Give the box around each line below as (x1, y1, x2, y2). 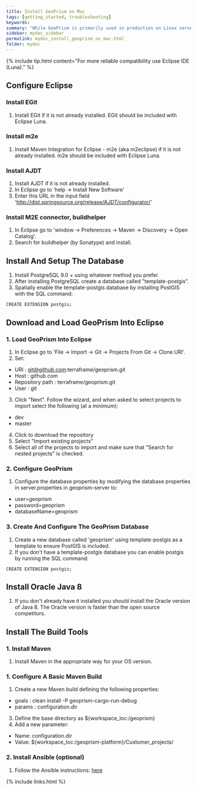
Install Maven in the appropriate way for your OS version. (14, 658, 152, 665)
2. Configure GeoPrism (6, 464, 73, 473)
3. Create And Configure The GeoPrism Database (6, 523, 149, 531)
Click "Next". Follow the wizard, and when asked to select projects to (14, 396, 182, 403)
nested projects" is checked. (14, 450, 84, 457)
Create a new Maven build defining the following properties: (14, 686, 159, 693)
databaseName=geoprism (14, 508, 78, 515)
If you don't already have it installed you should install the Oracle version (14, 598, 191, 605)
